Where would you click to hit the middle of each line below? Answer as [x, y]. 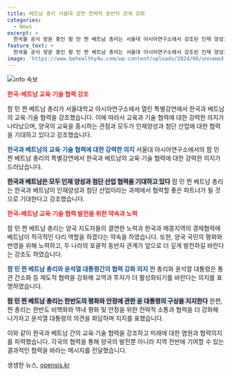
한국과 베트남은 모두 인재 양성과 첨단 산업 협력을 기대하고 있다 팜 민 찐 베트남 [109, 181]
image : [17, 59]
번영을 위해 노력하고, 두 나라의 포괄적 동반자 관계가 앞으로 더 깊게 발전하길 [106, 245]
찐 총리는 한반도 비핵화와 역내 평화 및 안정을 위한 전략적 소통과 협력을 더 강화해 [113, 310]
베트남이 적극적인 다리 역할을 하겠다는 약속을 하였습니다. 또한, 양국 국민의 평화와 [115, 237]
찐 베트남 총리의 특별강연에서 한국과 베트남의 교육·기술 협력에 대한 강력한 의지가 [114, 158]
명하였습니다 [24, 286]
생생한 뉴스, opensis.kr [39, 365]
